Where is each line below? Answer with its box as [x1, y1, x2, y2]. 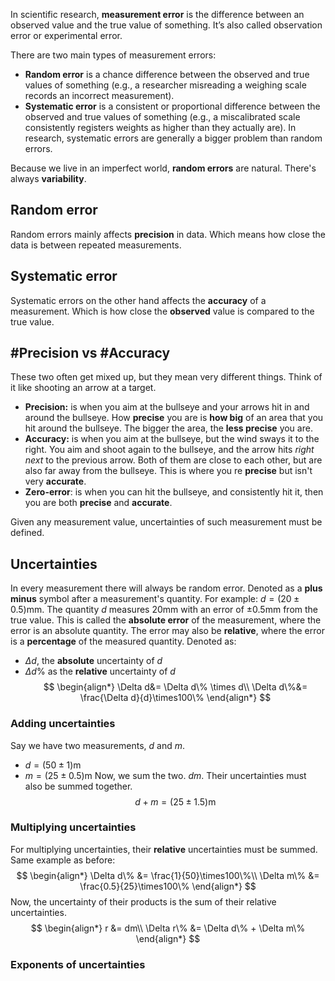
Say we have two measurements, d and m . [10, 739, 185, 751]
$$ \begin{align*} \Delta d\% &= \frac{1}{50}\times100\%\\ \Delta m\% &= [16, 869, 320, 881]
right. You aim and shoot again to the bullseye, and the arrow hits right [24, 444, 315, 456]
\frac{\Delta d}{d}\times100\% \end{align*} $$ [79, 692, 272, 704]
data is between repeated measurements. [10, 239, 182, 251]
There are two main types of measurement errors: [10, 49, 217, 61]
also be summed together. [24, 780, 133, 792]
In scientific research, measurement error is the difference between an [10, 9, 305, 20]
